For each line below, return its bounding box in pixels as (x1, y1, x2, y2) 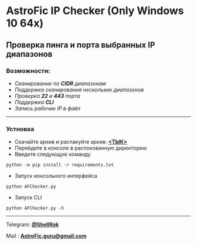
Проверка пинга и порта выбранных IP (6, 40, 155, 50)
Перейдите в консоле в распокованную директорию (14, 145, 147, 152)
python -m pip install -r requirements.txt (6, 162, 114, 168)
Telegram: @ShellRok (6, 221, 59, 228)
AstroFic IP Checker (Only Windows (6, 4, 184, 18)
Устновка (6, 125, 35, 133)
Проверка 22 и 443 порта (14, 92, 80, 99)
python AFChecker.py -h (6, 205, 64, 212)
